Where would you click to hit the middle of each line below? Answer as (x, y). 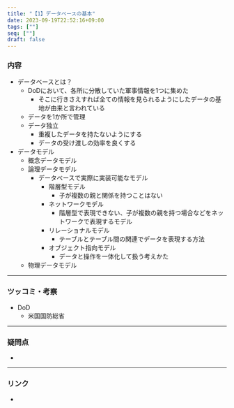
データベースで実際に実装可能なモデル (93, 178)
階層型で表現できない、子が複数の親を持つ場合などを (135, 213)
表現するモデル (111, 221)
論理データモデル (52, 169)
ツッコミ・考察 (32, 292)
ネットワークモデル (76, 204)
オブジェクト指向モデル (82, 248)
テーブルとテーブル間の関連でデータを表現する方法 (132, 239)
